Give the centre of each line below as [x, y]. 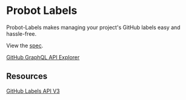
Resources [27, 76]
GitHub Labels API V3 [33, 91]
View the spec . [25, 45]
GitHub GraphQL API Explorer [43, 57]
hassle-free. [21, 33]
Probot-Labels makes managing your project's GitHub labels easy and [93, 27]
